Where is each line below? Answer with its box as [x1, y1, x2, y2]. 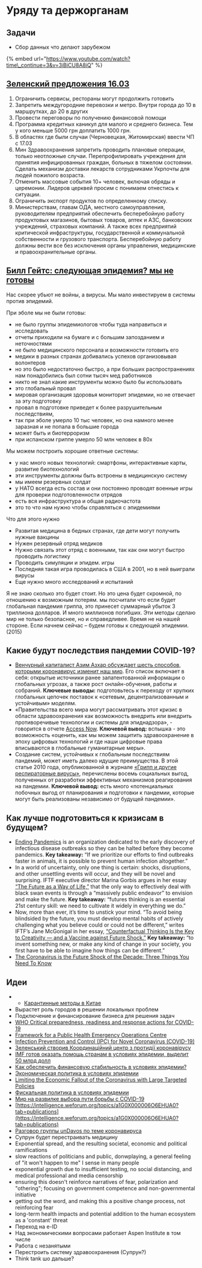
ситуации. [14, 191, 41, 198]
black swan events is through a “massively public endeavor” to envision [14, 889, 193, 896]
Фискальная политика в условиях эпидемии [14, 1089, 129, 1096]
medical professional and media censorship [14, 1172, 123, 1179]
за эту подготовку [14, 397, 62, 405]
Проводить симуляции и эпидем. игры [14, 559, 115, 566]
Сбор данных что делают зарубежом [14, 43, 111, 51]
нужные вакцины [14, 533, 60, 541]
